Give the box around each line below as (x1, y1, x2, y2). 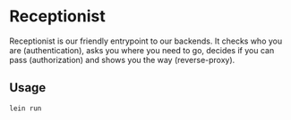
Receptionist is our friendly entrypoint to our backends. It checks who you (9, 36, 283, 46)
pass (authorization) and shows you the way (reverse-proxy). (9, 54, 235, 65)
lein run (9, 104, 42, 113)
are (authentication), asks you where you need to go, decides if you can (9, 44, 275, 55)
